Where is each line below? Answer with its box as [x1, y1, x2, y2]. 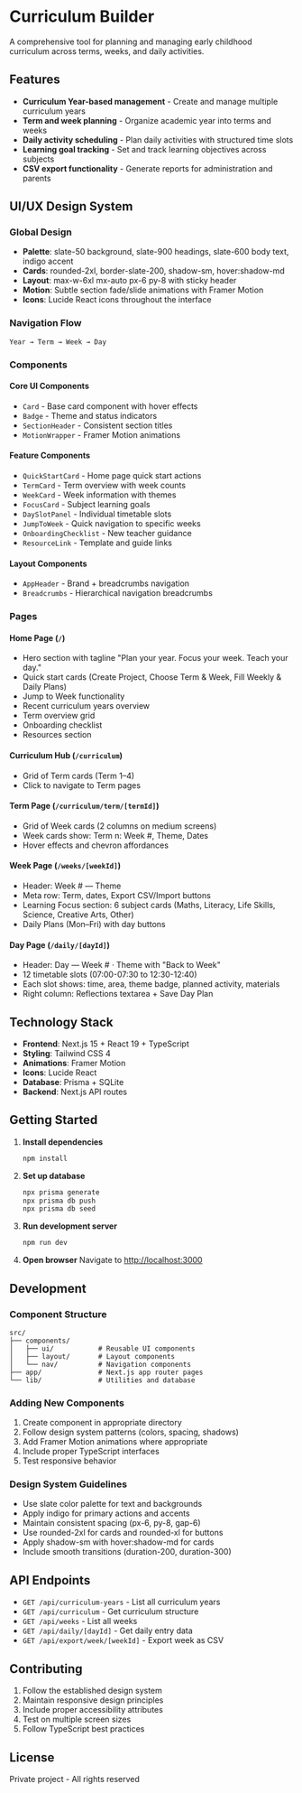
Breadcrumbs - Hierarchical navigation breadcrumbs [22, 588, 214, 599]
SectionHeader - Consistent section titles [22, 420, 173, 431]
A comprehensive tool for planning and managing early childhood [9, 36, 252, 47]
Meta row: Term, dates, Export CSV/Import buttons [22, 890, 212, 900]
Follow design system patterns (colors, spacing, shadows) [22, 1426, 239, 1437]
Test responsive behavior [22, 1455, 117, 1466]
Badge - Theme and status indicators [22, 410, 158, 421]
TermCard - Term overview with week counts [22, 480, 187, 491]
